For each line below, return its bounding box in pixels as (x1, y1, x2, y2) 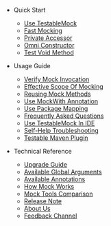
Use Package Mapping (23, 105, 88, 112)
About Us (23, 205, 51, 212)
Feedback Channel (23, 212, 77, 220)
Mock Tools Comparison (23, 189, 94, 198)
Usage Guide (13, 62, 51, 70)
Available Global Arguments (23, 168, 102, 176)
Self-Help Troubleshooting (23, 127, 99, 134)
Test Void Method (23, 48, 74, 56)
